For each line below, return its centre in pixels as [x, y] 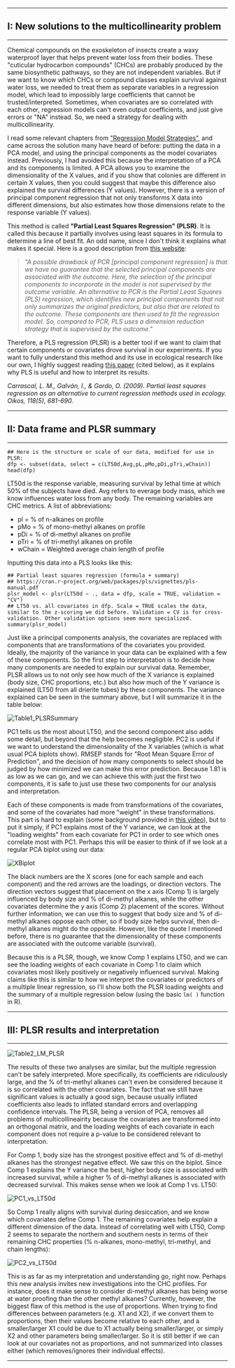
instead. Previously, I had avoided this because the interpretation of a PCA [114, 160]
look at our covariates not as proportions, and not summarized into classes [115, 1343]
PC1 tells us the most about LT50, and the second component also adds [111, 731]
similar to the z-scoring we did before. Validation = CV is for [104, 612]
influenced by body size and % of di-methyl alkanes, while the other [106, 899]
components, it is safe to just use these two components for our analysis [112, 783]
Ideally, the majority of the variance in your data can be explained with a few [117, 652]
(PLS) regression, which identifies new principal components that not [124, 299]
